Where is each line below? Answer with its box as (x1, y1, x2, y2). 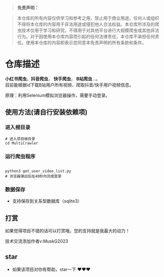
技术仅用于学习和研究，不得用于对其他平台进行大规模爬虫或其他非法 (21, 27, 160, 33)
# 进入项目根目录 (5, 136, 35, 141)
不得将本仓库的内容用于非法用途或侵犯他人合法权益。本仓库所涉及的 (17, 22, 155, 27)
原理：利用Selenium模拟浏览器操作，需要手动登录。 (5, 92, 110, 98)
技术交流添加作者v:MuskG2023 (5, 238, 68, 244)
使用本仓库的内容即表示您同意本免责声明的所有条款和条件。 (26, 40, 146, 46)
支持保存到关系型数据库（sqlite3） (12, 198, 82, 204)
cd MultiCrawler (5, 141, 38, 146)
